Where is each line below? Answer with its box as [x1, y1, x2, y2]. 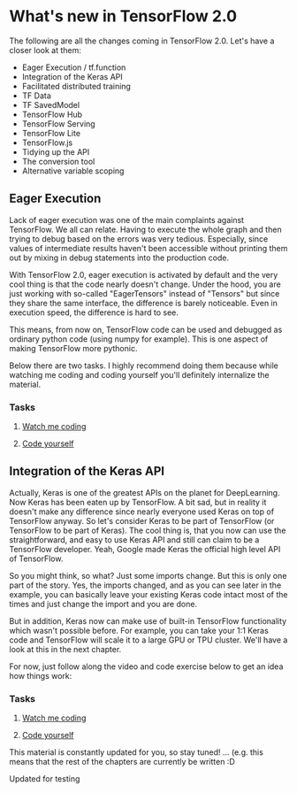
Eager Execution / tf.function [21, 62, 126, 73]
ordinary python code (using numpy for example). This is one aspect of [9, 334, 269, 344]
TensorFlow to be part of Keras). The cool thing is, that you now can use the [9, 525, 286, 535]
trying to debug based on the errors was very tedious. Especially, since [9, 233, 269, 244]
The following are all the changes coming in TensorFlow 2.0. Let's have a [9, 35, 275, 46]
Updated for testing [9, 774, 80, 784]
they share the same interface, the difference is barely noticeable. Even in [9, 297, 278, 308]
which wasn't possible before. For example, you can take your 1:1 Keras [9, 625, 270, 635]
